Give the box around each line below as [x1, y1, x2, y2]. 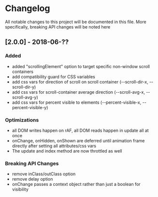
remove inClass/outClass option [12, 171, 76, 177]
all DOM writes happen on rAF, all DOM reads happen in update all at [12, 127, 149, 133]
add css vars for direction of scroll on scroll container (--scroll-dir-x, [12, 79, 148, 84]
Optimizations [5, 116, 39, 123]
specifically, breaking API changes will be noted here [5, 24, 111, 29]
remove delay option [12, 176, 53, 182]
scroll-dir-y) [12, 84, 36, 90]
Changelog [5, 3, 50, 14]
